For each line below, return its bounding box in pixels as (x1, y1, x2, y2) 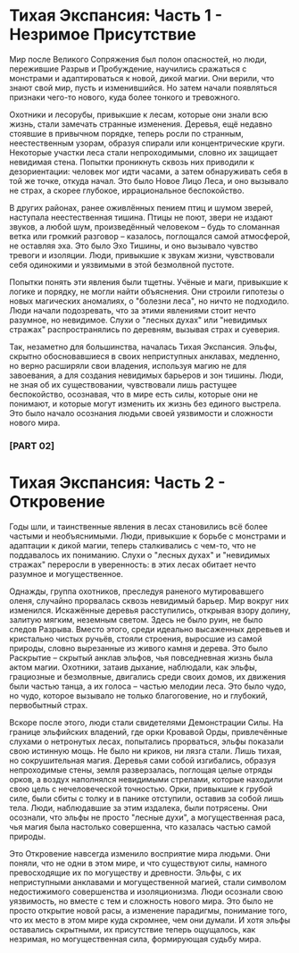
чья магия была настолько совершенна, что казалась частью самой (9, 821, 271, 832)
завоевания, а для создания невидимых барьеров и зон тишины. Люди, (9, 370, 284, 380)
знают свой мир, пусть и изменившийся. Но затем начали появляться (9, 82, 278, 93)
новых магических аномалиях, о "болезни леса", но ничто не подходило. (9, 296, 290, 306)
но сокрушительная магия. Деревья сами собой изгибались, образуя (9, 755, 277, 765)
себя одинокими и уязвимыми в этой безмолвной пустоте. (9, 259, 235, 270)
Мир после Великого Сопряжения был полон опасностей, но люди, (9, 54, 268, 64)
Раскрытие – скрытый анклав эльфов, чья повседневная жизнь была (9, 652, 274, 663)
